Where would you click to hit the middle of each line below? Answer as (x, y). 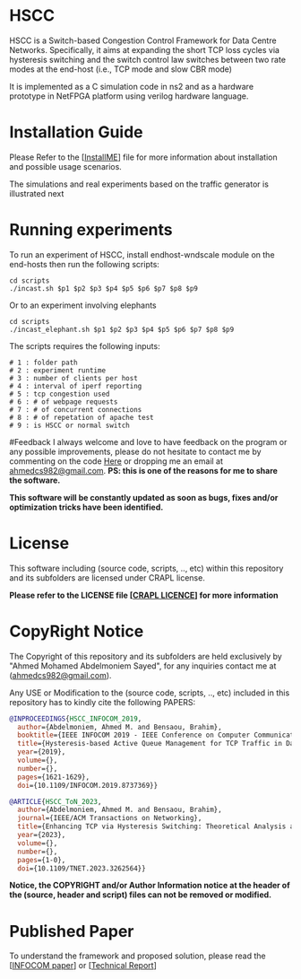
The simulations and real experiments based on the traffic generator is (139, 184)
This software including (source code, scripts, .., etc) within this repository (146, 568)
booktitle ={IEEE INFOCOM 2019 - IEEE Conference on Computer (134, 735)
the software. (35, 480)
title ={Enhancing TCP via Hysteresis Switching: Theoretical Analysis (152, 826)
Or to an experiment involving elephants (83, 305)
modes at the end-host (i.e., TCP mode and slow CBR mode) (121, 69)
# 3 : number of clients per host (74, 378)
